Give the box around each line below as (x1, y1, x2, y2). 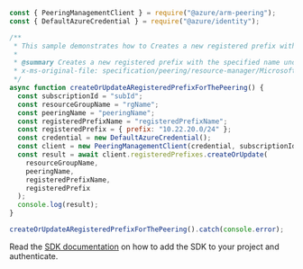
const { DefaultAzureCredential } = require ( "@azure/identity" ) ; (9, 16, 260, 26)
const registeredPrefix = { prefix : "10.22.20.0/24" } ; (17, 125, 232, 134)
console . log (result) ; (17, 201, 99, 210)
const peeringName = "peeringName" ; (17, 108, 155, 117)
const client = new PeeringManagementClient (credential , (17, 142, 236, 151)
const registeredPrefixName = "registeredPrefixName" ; (17, 117, 228, 126)
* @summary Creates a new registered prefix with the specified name (13, 58, 280, 67)
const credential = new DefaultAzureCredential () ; (17, 133, 212, 143)
